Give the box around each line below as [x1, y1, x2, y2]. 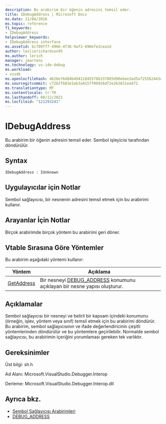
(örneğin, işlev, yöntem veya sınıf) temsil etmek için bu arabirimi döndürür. [5, 318, 156, 324]
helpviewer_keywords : [5, 35, 50, 40]
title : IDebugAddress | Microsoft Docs [5, 12, 87, 17]
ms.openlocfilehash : [5, 76, 48, 81]
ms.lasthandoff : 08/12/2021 [5, 95, 63, 100]
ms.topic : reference [5, 21, 48, 26]
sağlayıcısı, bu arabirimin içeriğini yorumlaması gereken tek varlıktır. [5, 334, 143, 340]
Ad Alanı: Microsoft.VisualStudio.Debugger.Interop [5, 371, 108, 377]
